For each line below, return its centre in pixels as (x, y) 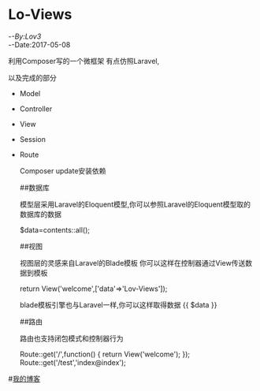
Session (32, 139)
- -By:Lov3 (25, 36)
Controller (36, 109)
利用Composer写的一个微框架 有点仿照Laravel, (84, 61)
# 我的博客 (24, 378)
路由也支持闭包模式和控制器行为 (71, 338)
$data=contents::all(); (55, 229)
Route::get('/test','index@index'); (72, 362)
